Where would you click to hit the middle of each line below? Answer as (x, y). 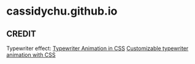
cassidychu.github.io (62, 11)
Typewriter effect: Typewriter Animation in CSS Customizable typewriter (97, 48)
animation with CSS (31, 55)
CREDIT (21, 34)
